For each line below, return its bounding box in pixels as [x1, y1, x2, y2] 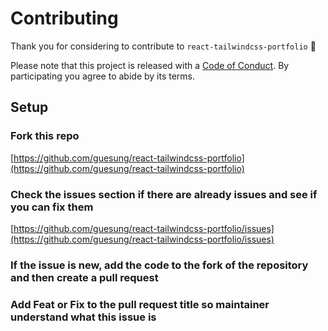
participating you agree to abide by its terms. [10, 70, 196, 82]
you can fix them [10, 200, 94, 214]
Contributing [10, 7, 119, 30]
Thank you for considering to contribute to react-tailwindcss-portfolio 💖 [10, 40, 317, 52]
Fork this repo [10, 129, 80, 143]
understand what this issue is [10, 310, 157, 324]
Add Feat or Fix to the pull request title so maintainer [10, 297, 270, 311]
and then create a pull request [10, 270, 159, 284]
